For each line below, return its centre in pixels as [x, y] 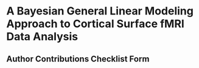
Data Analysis [42, 37]
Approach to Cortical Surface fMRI [95, 24]
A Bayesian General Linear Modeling [100, 11]
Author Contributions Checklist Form [78, 59]
